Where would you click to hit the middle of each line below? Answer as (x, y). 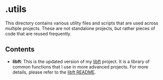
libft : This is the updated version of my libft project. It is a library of (81, 61)
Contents (20, 49)
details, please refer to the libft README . (54, 72)
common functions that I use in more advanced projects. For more (80, 66)
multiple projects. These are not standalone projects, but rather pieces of (80, 28)
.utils (16, 9)
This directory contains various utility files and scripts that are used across (82, 23)
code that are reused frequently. (38, 33)
